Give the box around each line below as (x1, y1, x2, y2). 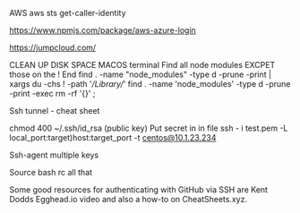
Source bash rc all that (9, 167, 92, 177)
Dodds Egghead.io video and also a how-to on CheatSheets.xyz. (9, 194, 248, 204)
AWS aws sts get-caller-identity (9, 8, 127, 18)
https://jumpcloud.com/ (9, 42, 97, 53)
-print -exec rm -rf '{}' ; (9, 89, 96, 98)
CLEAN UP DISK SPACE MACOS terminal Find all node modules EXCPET (9, 60, 276, 70)
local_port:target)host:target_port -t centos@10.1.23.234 (9, 132, 217, 142)
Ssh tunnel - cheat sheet (9, 106, 100, 115)
